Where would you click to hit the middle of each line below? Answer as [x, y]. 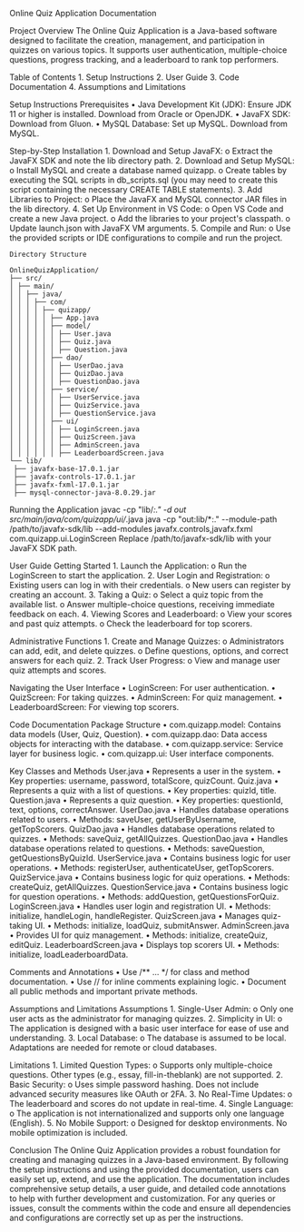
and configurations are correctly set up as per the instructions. [126, 1217]
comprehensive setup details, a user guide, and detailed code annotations [148, 1189]
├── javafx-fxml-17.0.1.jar [66, 485]
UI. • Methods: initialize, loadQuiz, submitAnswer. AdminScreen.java [162, 926]
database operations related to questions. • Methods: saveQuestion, [137, 848]
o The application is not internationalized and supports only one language [147, 1113]
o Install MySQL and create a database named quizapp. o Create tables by [148, 170]
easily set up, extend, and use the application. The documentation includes [150, 1179]
